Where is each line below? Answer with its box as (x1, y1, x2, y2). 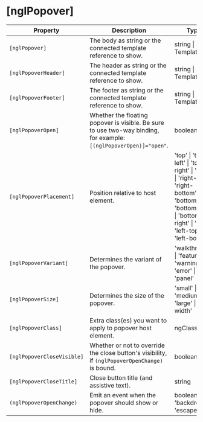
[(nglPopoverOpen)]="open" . (89, 141, 169, 149)
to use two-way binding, (89, 126, 159, 134)
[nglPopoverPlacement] (9, 193, 74, 200)
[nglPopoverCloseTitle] (9, 378, 78, 385)
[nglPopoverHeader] (9, 69, 65, 76)
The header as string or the (89, 61, 167, 69)
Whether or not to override (89, 341, 165, 350)
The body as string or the (89, 36, 161, 45)
